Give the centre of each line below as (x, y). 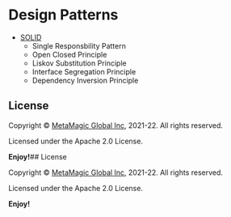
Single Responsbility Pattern (79, 45)
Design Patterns (63, 15)
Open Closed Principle (69, 54)
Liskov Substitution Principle (79, 63)
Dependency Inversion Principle (85, 80)
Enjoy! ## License (38, 156)
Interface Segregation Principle (84, 71)
